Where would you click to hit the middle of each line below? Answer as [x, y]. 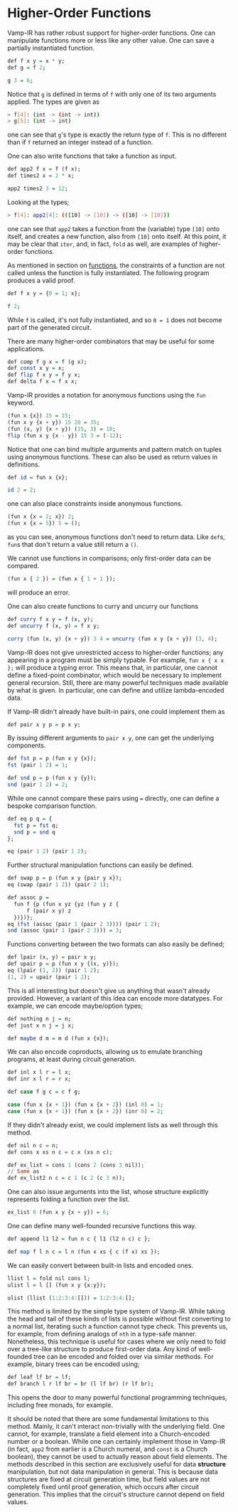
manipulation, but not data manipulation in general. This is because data [113, 1472]
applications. [26, 348]
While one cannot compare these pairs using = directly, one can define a [113, 798]
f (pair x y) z [49, 911]
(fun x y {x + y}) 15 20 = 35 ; [54, 422]
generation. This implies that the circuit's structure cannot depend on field [116, 1494]
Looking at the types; [38, 202]
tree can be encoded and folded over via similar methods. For [124, 1357]
